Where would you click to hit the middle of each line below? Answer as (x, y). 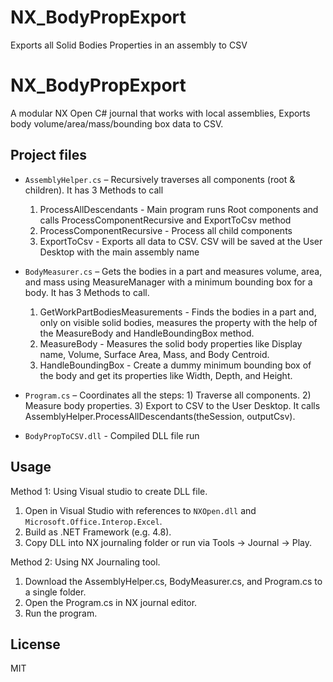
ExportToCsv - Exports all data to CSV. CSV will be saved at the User (181, 241)
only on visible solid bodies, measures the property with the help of (178, 322)
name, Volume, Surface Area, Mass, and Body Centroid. (154, 354)
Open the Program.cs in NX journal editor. (111, 602)
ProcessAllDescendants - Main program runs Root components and (179, 209)
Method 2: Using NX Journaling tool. (85, 562)
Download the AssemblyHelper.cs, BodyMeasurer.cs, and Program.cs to (173, 581)
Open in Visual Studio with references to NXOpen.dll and (140, 510)
